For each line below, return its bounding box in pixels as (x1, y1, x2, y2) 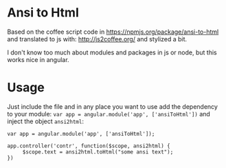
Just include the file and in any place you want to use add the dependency (7, 102, 218, 111)
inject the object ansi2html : (7, 117, 84, 125)
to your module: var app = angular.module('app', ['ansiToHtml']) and (7, 109, 211, 118)
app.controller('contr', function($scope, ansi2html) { (7, 143, 170, 149)
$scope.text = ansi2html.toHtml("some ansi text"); (22, 148, 174, 156)
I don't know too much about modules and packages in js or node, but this (7, 48, 218, 56)
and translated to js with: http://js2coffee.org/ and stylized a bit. (7, 34, 188, 43)
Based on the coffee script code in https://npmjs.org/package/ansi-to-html (7, 28, 219, 36)
